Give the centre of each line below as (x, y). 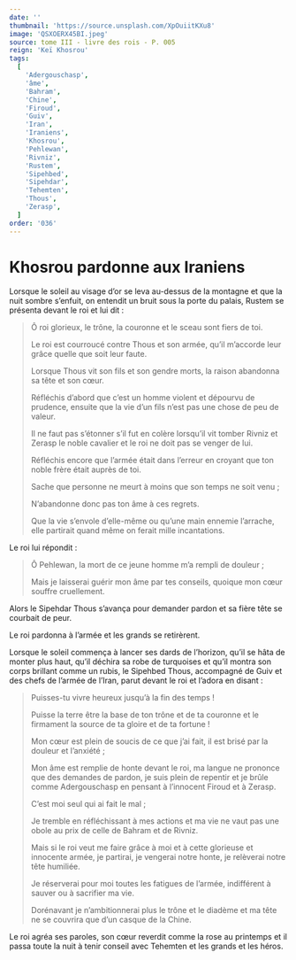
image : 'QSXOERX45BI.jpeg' (59, 34)
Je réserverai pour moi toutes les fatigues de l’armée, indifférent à (151, 884)
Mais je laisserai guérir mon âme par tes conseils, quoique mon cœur (156, 582)
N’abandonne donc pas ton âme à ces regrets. (115, 504)
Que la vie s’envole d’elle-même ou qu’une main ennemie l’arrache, (152, 521)
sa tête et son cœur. (67, 381)
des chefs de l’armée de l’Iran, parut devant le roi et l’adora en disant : (136, 681)
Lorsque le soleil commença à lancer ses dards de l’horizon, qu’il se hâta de (147, 653)
